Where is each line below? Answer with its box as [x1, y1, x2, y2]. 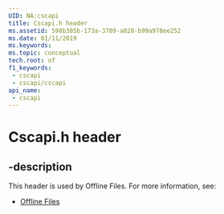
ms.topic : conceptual [8, 49, 81, 57]
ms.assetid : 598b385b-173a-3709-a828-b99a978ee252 [8, 26, 181, 34]
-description [8, 159, 72, 173]
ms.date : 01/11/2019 [8, 34, 78, 42]
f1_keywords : [8, 64, 52, 72]
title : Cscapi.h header [8, 19, 88, 27]
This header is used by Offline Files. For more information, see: [8, 181, 217, 191]
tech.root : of [8, 57, 56, 65]
